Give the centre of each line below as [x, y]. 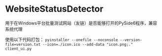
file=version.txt [23, 44]
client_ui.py [18, 49]
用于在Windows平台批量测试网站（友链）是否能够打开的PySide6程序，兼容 [81, 23]
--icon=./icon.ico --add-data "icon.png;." [88, 44]
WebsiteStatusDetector [54, 9]
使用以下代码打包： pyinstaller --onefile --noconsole [62, 39]
